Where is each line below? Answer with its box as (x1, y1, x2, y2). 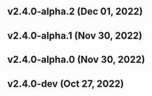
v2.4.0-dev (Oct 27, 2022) (7, 78, 125, 90)
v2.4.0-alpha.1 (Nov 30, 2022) (7, 30, 143, 42)
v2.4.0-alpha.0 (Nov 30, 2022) (7, 54, 146, 66)
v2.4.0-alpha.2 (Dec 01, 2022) (7, 6, 143, 18)
